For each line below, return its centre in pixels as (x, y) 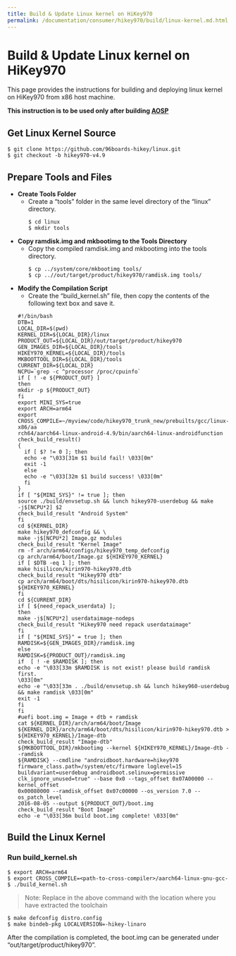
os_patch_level (40, 797)
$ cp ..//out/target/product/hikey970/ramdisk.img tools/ (115, 276)
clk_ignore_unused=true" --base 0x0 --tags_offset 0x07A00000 (111, 779)
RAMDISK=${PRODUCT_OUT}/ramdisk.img (71, 656)
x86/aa (27, 427)
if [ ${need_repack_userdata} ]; (67, 606)
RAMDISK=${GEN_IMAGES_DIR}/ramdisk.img (76, 643)
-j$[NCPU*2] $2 (40, 508)
